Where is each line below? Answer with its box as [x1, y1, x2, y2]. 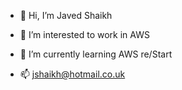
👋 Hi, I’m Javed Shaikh [19, 10, 113, 21]
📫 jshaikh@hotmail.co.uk [19, 68, 126, 80]
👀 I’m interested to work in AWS [19, 29, 150, 40]
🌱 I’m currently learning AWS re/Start [19, 48, 173, 60]
